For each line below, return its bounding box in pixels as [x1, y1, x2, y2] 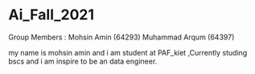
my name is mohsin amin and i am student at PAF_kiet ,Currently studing [8, 47, 248, 57]
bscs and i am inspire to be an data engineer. [8, 56, 158, 66]
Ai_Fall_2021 [8, 6, 95, 24]
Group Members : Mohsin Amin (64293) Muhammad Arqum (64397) [8, 32, 235, 42]
